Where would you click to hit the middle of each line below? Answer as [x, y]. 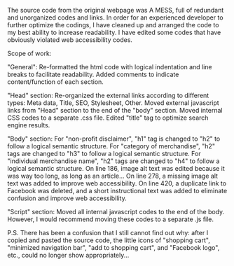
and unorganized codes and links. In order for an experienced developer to [115, 17]
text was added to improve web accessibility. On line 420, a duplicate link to [117, 183]
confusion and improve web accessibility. [67, 198]
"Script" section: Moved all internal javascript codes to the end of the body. [116, 212]
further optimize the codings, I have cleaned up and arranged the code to [113, 25]
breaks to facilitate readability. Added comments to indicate [93, 74]
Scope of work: [29, 53]
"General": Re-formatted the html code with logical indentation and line [110, 67]
